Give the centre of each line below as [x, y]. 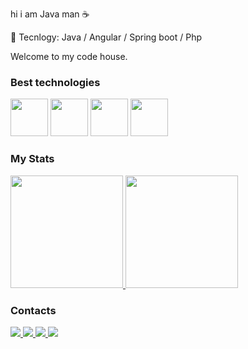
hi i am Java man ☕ [50, 14]
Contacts [33, 310]
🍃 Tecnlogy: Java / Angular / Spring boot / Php [106, 37]
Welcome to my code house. [69, 56]
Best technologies [55, 82]
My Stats [32, 159]
